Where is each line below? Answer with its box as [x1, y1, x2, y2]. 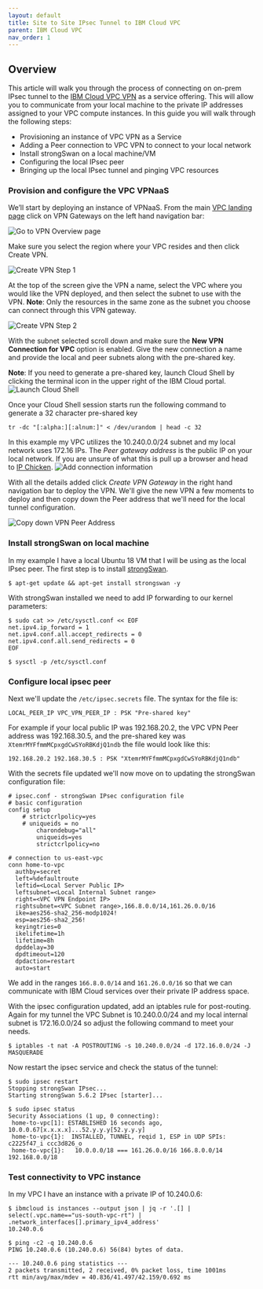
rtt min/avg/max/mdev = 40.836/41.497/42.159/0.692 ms [8, 1273, 192, 1282]
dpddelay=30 [15, 943, 55, 952]
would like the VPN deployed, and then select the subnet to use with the [8, 289, 242, 299]
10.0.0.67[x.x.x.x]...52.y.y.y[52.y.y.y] [8, 1125, 146, 1133]
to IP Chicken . [8, 462, 53, 472]
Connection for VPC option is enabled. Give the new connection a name [8, 344, 243, 354]
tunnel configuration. [8, 503, 76, 512]
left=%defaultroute [15, 875, 79, 882]
